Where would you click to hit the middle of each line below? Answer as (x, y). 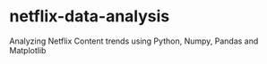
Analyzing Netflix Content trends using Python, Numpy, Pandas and (134, 41)
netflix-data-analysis (90, 16)
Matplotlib (28, 50)
